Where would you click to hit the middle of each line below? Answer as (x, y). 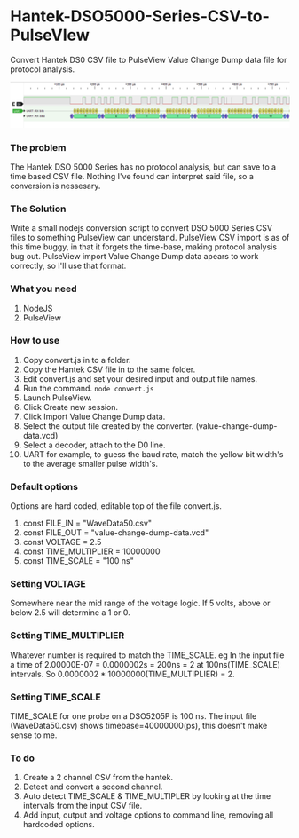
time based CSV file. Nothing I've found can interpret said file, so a (132, 176)
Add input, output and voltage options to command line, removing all (148, 815)
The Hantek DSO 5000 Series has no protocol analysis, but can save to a (143, 167)
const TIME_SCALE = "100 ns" (78, 561)
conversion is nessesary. (55, 186)
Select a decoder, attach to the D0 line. (94, 445)
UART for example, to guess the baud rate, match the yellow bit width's (153, 454)
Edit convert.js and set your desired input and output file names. (140, 378)
